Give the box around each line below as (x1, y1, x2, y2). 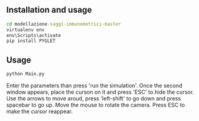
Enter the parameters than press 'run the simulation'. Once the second (6, 82, 183, 89)
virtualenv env (6, 27, 45, 33)
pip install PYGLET (6, 38, 56, 44)
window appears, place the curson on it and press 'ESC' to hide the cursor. (6, 88, 194, 95)
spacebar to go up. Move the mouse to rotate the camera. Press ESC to (6, 102, 186, 108)
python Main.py (6, 71, 45, 77)
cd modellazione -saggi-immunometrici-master (6, 21, 121, 27)
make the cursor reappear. (6, 108, 73, 115)
